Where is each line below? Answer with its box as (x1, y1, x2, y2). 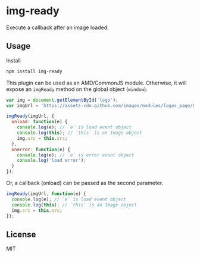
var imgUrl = (6, 102, 39, 108)
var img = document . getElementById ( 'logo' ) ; (6, 97, 118, 103)
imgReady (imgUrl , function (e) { (6, 191, 86, 197)
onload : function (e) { (11, 119, 68, 125)
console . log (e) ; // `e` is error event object (17, 152, 135, 158)
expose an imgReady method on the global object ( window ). (6, 85, 148, 93)
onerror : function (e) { (11, 146, 70, 152)
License (6, 229, 36, 239)
